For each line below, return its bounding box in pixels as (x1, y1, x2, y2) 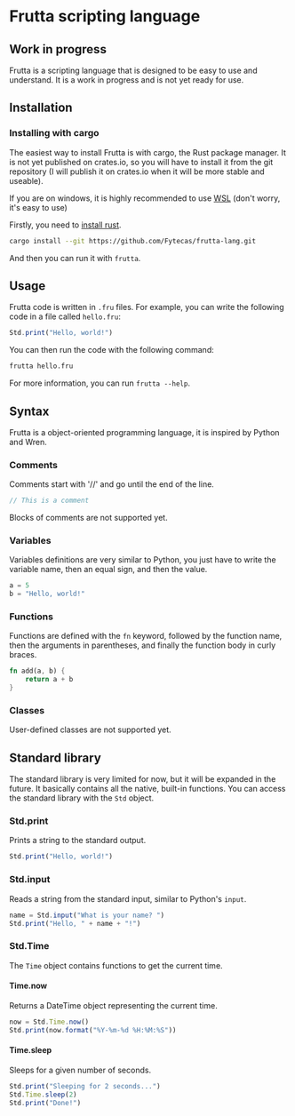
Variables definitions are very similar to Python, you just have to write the (9, 554, 277, 565)
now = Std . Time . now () (9, 1017, 90, 1026)
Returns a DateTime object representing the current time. (9, 1000, 218, 1010)
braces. (9, 650, 37, 660)
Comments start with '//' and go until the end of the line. (9, 479, 215, 490)
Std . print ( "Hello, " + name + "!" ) (9, 919, 141, 928)
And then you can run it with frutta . (9, 252, 141, 263)
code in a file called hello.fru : (9, 311, 122, 322)
